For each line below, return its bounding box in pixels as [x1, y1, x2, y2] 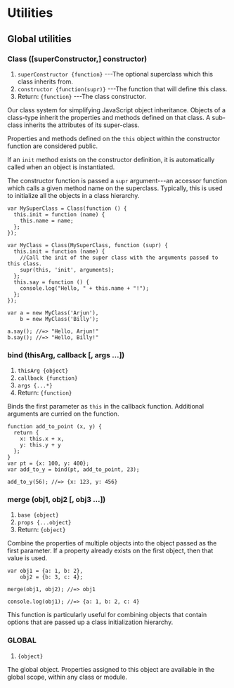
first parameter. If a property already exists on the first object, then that [7, 546, 214, 555]
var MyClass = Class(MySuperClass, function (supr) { [7, 242, 169, 249]
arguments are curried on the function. [7, 409, 119, 418]
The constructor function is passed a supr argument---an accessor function [7, 176, 227, 185]
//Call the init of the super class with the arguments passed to [20, 254, 219, 261]
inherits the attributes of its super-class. [23, 121, 140, 129]
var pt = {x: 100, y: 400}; [7, 460, 90, 468]
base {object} [17, 512, 59, 519]
